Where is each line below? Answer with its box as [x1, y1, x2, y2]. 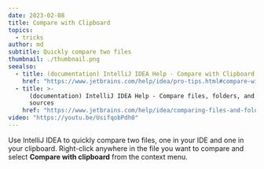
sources [28, 99, 55, 107]
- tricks [15, 33, 44, 42]
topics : [8, 26, 34, 34]
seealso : [8, 63, 37, 71]
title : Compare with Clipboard [8, 19, 111, 27]
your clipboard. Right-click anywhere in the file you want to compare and [8, 143, 244, 153]
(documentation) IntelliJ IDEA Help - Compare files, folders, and [28, 92, 255, 100]
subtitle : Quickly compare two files [8, 48, 132, 56]
